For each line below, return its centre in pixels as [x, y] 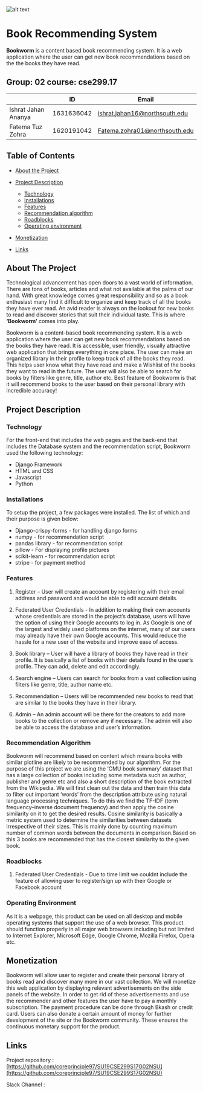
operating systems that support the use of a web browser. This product [95, 922]
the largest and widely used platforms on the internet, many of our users [105, 629]
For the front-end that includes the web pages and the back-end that [92, 440]
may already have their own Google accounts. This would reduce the [101, 635]
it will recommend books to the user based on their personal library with [96, 384]
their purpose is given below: [42, 519]
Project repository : [30, 1060]
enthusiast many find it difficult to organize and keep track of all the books [99, 302]
